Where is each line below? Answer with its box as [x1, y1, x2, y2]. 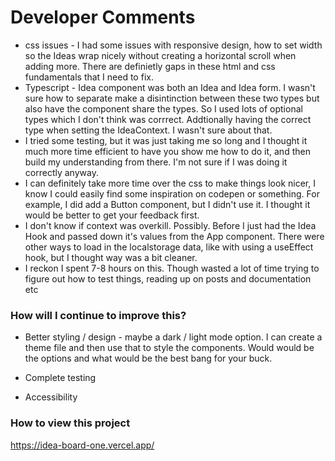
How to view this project [10, 416, 131, 430]
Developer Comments [10, 6, 196, 29]
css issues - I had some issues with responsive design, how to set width [24, 39, 323, 51]
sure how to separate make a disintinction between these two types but [24, 92, 320, 104]
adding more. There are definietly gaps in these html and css [24, 60, 276, 72]
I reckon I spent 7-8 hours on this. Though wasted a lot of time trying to [24, 262, 320, 274]
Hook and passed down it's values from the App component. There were [24, 230, 325, 242]
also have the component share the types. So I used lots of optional [24, 102, 303, 115]
